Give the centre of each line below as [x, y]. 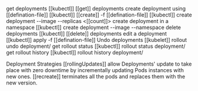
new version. [22, 83]
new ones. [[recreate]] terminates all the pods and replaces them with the [96, 77]
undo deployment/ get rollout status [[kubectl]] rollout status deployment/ [96, 46]
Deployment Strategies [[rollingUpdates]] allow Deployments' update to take [99, 64]
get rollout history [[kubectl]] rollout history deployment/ [75, 52]
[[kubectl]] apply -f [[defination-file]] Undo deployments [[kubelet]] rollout [97, 40]
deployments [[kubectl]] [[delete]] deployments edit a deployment [87, 34]
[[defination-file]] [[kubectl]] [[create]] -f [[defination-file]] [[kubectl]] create [99, 15]
